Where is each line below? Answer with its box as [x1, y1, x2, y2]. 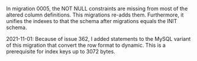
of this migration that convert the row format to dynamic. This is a [6, 41, 166, 49]
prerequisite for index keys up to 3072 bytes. [6, 48, 115, 55]
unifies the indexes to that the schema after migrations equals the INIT [6, 18, 177, 24]
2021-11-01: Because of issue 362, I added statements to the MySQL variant [6, 36, 191, 42]
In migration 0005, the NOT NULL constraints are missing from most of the [6, 5, 188, 12]
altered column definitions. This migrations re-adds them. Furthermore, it [6, 11, 184, 18]
